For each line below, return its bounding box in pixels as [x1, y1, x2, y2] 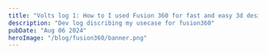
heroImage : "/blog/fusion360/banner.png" [8, 33, 148, 42]
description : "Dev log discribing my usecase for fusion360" [8, 19, 215, 27]
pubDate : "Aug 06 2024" [8, 26, 87, 34]
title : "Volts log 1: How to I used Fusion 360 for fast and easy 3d [8, 11, 244, 20]
